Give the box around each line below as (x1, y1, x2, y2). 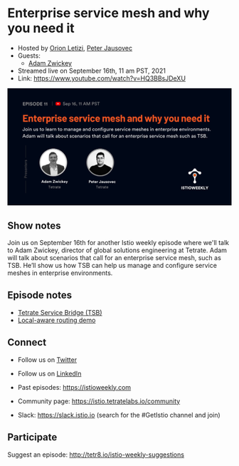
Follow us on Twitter (17, 355, 77, 364)
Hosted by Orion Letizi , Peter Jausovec (17, 43, 133, 52)
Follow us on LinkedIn (17, 369, 82, 378)
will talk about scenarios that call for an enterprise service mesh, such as (7, 254, 222, 262)
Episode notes (7, 289, 73, 301)
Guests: (17, 51, 41, 60)
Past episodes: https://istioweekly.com (17, 383, 132, 391)
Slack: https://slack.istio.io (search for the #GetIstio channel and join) (17, 410, 221, 419)
